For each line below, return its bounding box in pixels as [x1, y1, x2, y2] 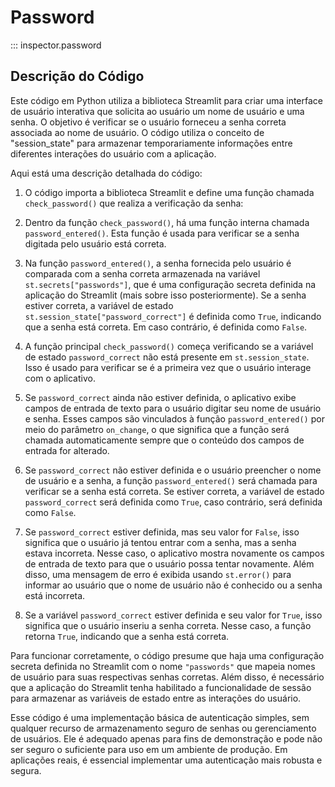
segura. [10, 764, 42, 776]
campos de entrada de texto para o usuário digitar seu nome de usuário [24, 402, 322, 414]
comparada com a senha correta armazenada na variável [24, 267, 261, 280]
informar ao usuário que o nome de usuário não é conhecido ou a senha [24, 579, 323, 591]
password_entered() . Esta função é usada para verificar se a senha [24, 227, 300, 239]
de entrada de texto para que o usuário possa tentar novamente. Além [24, 557, 315, 570]
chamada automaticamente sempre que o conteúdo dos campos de [24, 434, 305, 446]
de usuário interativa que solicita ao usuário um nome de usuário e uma [10, 105, 305, 117]
